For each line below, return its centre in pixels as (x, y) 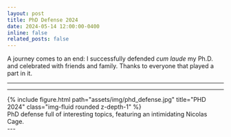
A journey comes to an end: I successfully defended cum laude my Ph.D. (110, 59)
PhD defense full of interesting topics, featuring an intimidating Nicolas (107, 114)
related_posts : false (38, 39)
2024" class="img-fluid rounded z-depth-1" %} (75, 107)
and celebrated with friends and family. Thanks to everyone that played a (111, 66)
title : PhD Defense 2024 (43, 20)
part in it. (20, 74)
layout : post (26, 13)
